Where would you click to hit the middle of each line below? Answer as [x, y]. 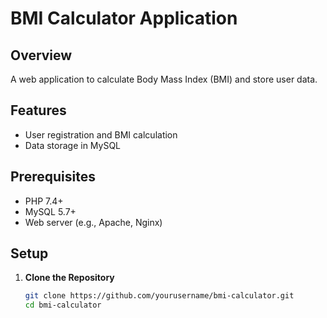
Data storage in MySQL [73, 145]
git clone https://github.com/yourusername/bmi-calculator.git [159, 296]
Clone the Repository [69, 278]
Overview [41, 55]
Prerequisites [53, 177]
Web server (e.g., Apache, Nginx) [93, 222]
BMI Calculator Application [124, 18]
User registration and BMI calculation [101, 134]
